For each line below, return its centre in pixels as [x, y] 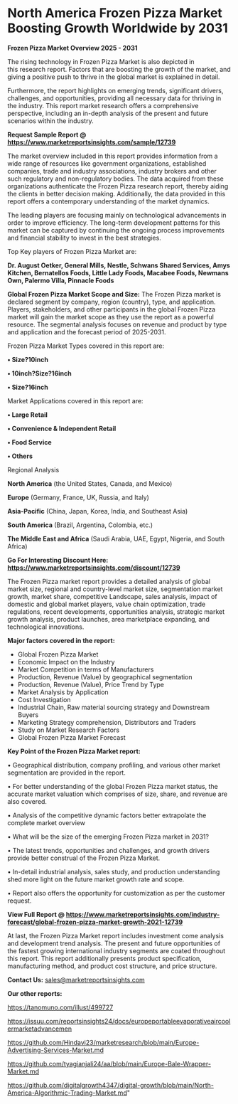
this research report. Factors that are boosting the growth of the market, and [119, 69]
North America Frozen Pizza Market [115, 13]
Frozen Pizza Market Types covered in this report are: [86, 346]
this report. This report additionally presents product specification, [105, 958]
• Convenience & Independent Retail [62, 428]
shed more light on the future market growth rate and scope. [96, 879]
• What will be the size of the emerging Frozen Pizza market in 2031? [108, 837]
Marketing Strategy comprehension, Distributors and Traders [107, 722]
